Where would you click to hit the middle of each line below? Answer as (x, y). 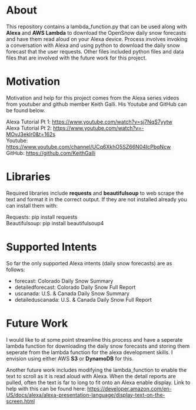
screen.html (21, 401)
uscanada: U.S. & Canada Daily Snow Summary (72, 293)
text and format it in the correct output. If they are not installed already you (97, 199)
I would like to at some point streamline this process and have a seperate (94, 339)
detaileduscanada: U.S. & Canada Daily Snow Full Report (83, 299)
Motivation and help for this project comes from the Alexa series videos (93, 98)
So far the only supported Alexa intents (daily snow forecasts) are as (89, 263)
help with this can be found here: (46, 388)
